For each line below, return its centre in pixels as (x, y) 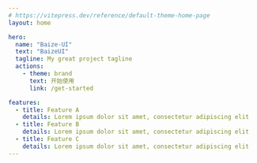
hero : (17, 37)
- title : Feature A (47, 110)
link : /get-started (61, 88)
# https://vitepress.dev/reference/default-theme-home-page (110, 15)
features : (25, 102)
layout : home (30, 23)
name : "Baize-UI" (44, 44)
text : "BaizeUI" (42, 52)
